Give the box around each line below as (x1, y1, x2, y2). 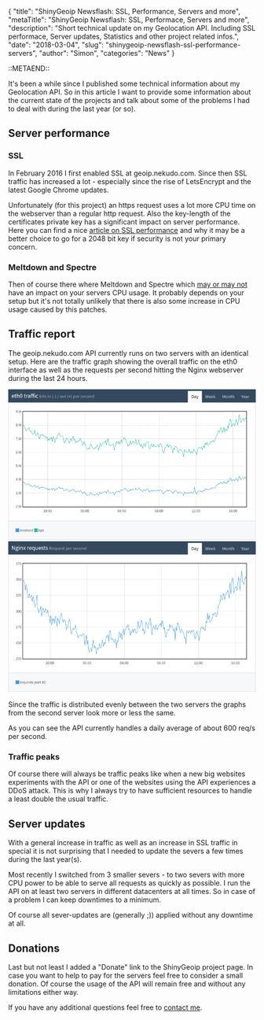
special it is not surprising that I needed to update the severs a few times (8, 846, 244, 856)
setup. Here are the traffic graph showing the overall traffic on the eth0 (8, 357, 238, 366)
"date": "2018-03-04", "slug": (8, 40, 104, 50)
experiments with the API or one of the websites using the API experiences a (8, 778, 256, 787)
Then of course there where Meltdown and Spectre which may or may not (8, 279, 247, 289)
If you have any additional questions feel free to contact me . (8, 1003, 203, 1012)
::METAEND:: (8, 64, 49, 73)
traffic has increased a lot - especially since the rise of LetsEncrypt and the (8, 176, 251, 186)
